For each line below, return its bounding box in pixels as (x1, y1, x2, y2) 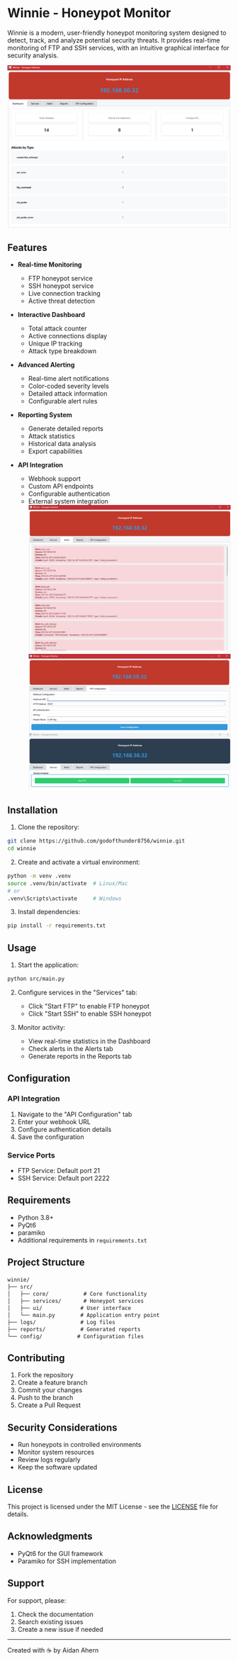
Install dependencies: (17, 908, 81, 916)
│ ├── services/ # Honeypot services (7, 1297, 144, 1304)
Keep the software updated (17, 1463, 98, 1472)
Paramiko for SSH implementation (17, 1557, 117, 1565)
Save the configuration (17, 1133, 84, 1141)
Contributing (7, 1352, 65, 1364)
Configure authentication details (17, 1125, 112, 1133)
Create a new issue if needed (17, 1625, 104, 1633)
